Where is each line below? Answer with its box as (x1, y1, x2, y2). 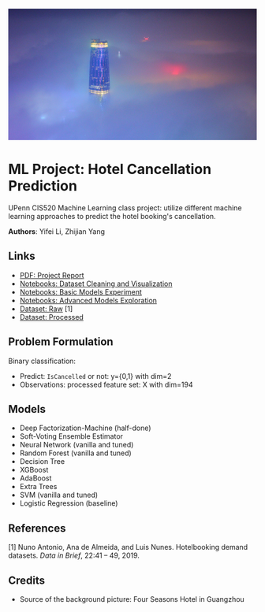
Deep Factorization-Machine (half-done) (19, 423, 151, 433)
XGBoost (19, 465, 49, 475)
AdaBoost (19, 473, 52, 483)
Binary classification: (8, 356, 77, 365)
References (8, 521, 66, 535)
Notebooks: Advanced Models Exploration (19, 295, 158, 305)
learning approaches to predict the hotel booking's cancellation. (8, 211, 216, 221)
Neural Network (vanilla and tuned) (19, 440, 134, 450)
